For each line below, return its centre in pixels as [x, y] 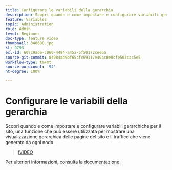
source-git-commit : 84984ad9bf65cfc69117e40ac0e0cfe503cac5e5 [73, 57]
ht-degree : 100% [23, 72]
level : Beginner [23, 34]
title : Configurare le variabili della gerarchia [59, 10]
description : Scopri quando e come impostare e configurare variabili [82, 15]
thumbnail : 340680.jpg [29, 43]
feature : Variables [26, 19]
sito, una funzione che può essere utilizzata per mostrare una [70, 131]
